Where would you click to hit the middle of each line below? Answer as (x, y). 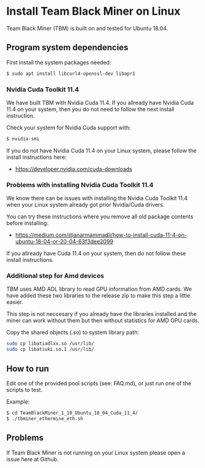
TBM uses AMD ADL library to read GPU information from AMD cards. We (99, 289)
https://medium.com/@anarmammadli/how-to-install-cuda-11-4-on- (101, 235)
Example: (18, 401)
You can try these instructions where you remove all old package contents (100, 217)
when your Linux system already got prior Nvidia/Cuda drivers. (86, 205)
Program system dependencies (67, 48)
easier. (15, 302)
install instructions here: (37, 157)
